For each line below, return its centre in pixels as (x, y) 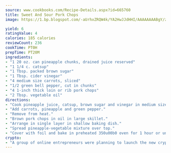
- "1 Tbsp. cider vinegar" (34, 76)
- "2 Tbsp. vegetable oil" (34, 95)
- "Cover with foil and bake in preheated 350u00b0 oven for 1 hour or (83, 133)
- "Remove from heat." (29, 114)
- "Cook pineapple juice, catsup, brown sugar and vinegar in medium (81, 105)
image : (12, 19)
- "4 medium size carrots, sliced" (43, 81)
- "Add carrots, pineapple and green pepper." (55, 109)
